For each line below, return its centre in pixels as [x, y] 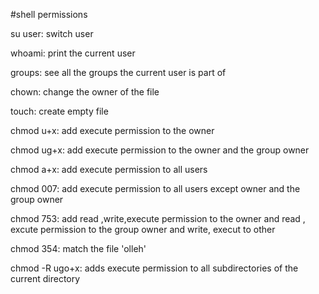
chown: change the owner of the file [85, 92]
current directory [45, 278]
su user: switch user [52, 33]
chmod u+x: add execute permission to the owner [112, 130]
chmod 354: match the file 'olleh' [78, 248]
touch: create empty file [59, 111]
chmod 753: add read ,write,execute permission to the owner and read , [158, 218]
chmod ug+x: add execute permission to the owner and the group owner [160, 150]
